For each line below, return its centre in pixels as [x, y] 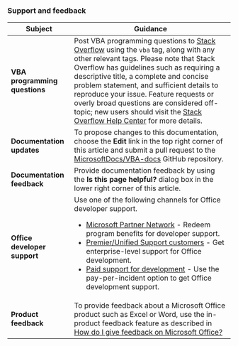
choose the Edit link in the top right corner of [148, 141]
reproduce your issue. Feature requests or [144, 94]
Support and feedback [47, 11]
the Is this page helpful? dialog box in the [144, 180]
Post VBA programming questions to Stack [145, 41]
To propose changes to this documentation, [146, 132]
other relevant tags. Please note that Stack [144, 59]
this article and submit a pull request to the [145, 150]
